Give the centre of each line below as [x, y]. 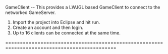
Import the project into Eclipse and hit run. [56, 22]
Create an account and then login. [48, 27]
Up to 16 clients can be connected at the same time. [67, 33]
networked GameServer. [31, 12]
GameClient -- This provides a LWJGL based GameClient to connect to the [83, 7]
